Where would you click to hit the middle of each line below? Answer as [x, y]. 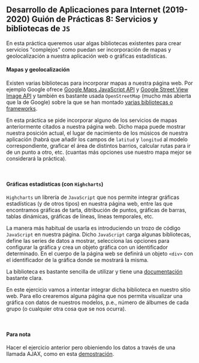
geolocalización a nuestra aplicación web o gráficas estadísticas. [87, 56]
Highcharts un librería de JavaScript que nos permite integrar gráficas [93, 197]
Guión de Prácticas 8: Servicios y [95, 20]
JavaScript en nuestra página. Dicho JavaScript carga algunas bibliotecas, [99, 234]
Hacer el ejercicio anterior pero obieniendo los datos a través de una [91, 347]
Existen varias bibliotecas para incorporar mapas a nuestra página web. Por [100, 83]
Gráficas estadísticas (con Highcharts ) [55, 184]
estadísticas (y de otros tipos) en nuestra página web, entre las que [89, 204]
